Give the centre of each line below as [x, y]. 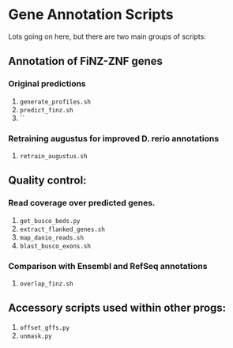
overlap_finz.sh [46, 284]
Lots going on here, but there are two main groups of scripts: [107, 36]
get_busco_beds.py [50, 221]
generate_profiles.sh [55, 102]
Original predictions [47, 84]
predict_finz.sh [46, 110]
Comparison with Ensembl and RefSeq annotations [108, 266]
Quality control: [47, 181]
